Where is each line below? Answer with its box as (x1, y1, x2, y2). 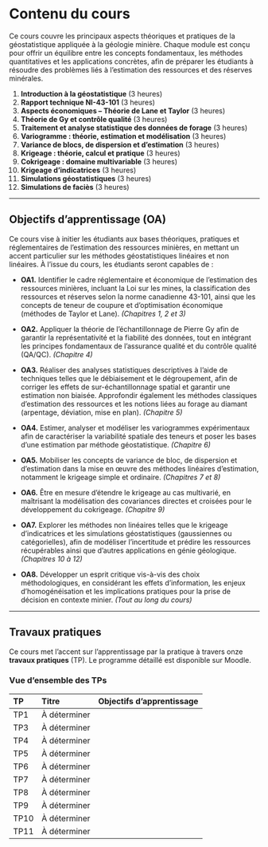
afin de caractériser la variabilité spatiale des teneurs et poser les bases (20, 431, 257, 441)
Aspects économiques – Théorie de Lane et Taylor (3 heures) (20, 105, 226, 116)
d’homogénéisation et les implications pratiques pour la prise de (20, 586, 231, 596)
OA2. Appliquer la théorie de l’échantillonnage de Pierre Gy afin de (20, 324, 239, 333)
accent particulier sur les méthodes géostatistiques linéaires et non (9, 250, 230, 260)
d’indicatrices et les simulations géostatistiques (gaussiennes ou (20, 528, 233, 538)
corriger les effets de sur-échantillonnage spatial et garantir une (20, 382, 231, 392)
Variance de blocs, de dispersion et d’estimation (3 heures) (20, 140, 219, 149)
